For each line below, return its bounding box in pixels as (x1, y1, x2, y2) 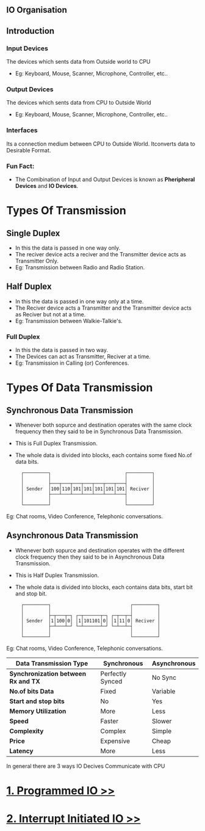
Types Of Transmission (6, 204, 126, 218)
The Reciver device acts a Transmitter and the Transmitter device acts (15, 304, 192, 311)
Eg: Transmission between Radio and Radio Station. (15, 263, 145, 271)
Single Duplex (6, 228, 60, 238)
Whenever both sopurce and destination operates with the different (15, 546, 185, 554)
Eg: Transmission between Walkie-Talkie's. (15, 317, 123, 324)
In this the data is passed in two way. (15, 346, 109, 354)
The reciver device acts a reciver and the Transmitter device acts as (15, 250, 186, 258)
